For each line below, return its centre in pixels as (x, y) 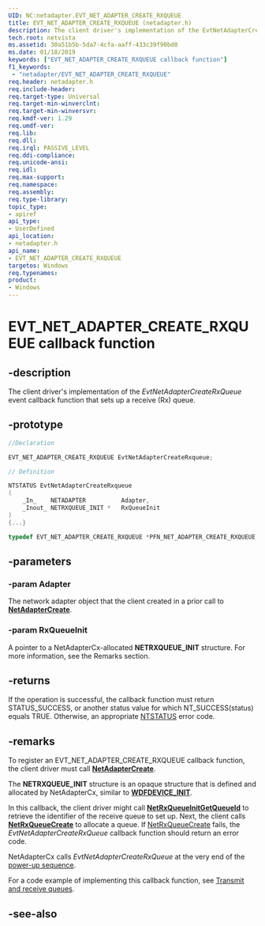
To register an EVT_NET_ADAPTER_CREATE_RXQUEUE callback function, (127, 761)
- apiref (22, 214)
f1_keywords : (30, 67)
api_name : (24, 251)
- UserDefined (32, 229)
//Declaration (32, 443)
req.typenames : (33, 273)
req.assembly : (32, 192)
